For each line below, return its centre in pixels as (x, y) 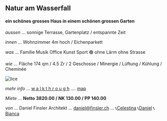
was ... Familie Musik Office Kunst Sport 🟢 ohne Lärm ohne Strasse (75, 52)
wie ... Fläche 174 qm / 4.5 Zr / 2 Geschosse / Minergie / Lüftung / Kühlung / (84, 64)
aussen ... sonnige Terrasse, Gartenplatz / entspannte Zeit (65, 32)
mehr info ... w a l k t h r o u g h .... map (46, 88)
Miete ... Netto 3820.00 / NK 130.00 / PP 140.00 (56, 98)
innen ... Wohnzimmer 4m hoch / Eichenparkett (54, 42)
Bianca (12, 113)
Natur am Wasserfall (38, 8)
